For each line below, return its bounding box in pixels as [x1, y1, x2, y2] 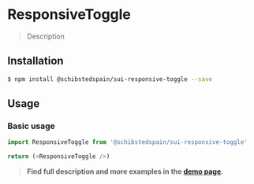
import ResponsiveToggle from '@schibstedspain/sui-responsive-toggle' [7, 138, 248, 146]
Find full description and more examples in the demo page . [26, 167, 224, 176]
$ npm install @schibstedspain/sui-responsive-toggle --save [7, 75, 213, 83]
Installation [7, 54, 64, 68]
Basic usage [7, 120, 56, 131]
